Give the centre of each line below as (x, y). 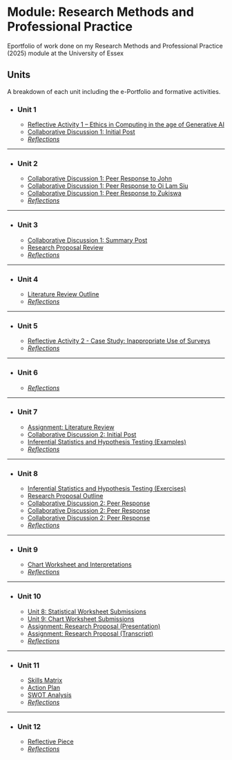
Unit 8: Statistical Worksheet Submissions (87, 611)
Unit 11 (28, 665)
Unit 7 (27, 412)
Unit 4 (28, 279)
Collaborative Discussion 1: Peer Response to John (100, 179)
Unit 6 (27, 372)
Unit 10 (29, 596)
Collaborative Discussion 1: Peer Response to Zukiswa (104, 193)
